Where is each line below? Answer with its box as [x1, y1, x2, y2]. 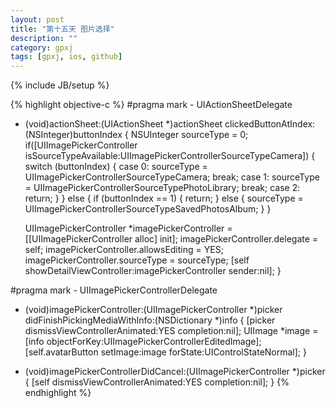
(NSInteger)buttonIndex [24, 129, 123, 141]
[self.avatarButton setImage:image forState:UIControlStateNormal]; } [24, 346, 307, 358]
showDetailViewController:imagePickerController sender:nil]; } [24, 265, 282, 277]
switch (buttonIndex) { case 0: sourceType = [24, 161, 208, 173]
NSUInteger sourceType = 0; [130, 129, 249, 141]
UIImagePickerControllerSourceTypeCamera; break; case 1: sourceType [24, 171, 320, 183]
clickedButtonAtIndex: [224, 118, 316, 130]
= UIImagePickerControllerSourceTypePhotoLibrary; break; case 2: [24, 182, 301, 194]
